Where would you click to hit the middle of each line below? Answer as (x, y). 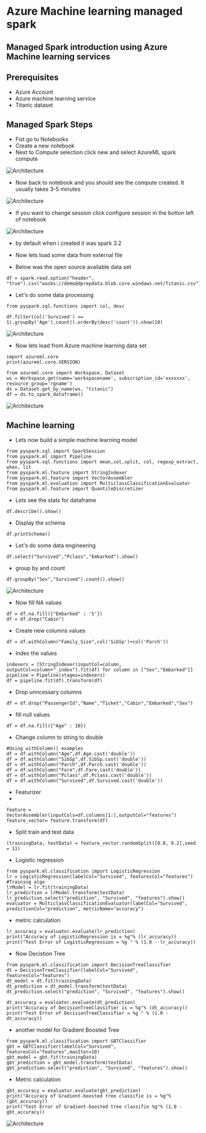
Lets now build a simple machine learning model (76, 440)
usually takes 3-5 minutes (48, 189)
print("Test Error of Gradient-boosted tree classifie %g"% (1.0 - (94, 1107)
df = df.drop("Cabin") (35, 619)
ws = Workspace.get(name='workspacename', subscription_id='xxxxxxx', (98, 379)
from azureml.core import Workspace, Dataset (65, 373)
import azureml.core (33, 357)
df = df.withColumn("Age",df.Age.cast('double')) (71, 754)
